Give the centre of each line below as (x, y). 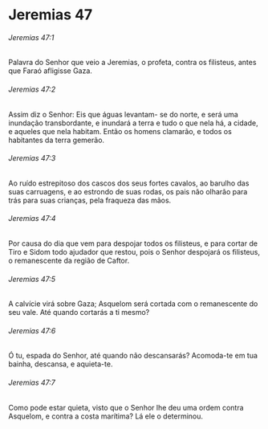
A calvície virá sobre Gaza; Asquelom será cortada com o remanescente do (133, 304)
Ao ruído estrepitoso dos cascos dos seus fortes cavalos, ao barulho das (129, 183)
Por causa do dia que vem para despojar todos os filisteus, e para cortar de (133, 243)
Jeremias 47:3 (32, 158)
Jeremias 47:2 (32, 89)
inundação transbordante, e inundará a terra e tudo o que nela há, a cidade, (133, 123)
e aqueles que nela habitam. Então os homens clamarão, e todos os (120, 131)
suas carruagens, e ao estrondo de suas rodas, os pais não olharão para (128, 191)
